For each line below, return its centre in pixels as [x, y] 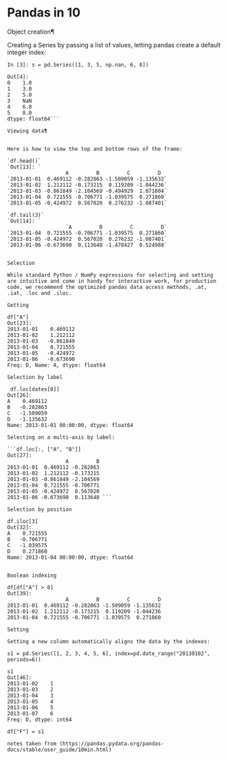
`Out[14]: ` [24, 221]
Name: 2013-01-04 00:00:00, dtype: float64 [70, 557]
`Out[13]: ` [24, 167]
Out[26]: [20, 395]
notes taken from [32, 744]
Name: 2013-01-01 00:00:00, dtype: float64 [70, 425]
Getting [18, 305]
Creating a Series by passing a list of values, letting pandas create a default [114, 45]
